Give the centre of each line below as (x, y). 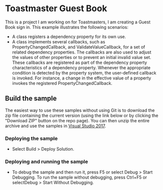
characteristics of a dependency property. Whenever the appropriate (81, 67)
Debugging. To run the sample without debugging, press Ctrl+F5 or (80, 177)
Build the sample (31, 99)
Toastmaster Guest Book (56, 9)
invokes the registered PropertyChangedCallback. (62, 83)
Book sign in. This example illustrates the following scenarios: (67, 27)
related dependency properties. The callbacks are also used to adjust (82, 52)
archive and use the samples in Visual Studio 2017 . (55, 126)
